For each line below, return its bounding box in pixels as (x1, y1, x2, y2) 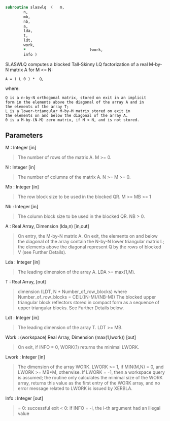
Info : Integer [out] (5, 395, 44, 401)
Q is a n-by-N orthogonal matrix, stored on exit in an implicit (5, 95, 146, 100)
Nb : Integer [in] (5, 204, 39, 210)
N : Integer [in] (5, 164, 36, 170)
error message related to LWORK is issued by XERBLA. (17, 385, 133, 392)
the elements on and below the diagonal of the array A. (5, 113, 128, 118)
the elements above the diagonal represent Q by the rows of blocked (17, 244, 161, 250)
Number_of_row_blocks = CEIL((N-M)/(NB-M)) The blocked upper (17, 294, 156, 300)
